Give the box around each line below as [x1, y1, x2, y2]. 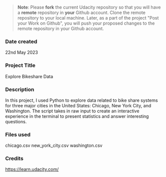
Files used [5, 131, 31, 138]
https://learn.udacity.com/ [5, 166, 59, 172]
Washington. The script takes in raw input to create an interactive [5, 108, 139, 114]
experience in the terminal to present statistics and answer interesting [5, 113, 149, 119]
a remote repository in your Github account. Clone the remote [17, 10, 146, 16]
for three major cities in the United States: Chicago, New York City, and [5, 102, 151, 108]
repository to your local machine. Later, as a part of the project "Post [17, 15, 159, 21]
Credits [5, 155, 23, 162]
